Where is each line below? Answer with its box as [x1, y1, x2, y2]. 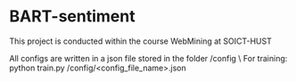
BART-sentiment [9, 6, 136, 27]
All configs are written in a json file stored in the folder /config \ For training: [9, 53, 288, 63]
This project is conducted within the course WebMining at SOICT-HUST [9, 36, 272, 46]
